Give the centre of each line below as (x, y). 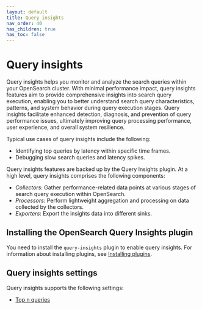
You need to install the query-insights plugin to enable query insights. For (99, 247)
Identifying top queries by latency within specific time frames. (93, 151)
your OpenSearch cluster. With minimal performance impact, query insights (101, 89)
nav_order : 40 (24, 23)
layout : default (27, 12)
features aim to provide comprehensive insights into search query (89, 95)
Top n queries (33, 299)
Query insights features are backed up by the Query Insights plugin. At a (97, 169)
